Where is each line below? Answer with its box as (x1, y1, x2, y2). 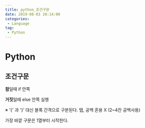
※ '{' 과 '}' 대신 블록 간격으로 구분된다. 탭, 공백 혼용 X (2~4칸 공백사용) (5, 107, 141, 113)
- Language (7, 21, 29, 26)
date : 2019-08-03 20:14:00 (5, 12, 60, 17)
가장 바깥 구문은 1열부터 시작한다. (5, 118, 69, 123)
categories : (5, 16, 29, 21)
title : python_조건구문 (5, 7, 50, 12)
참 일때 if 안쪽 (5, 86, 30, 92)
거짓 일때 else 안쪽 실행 (5, 96, 49, 102)
